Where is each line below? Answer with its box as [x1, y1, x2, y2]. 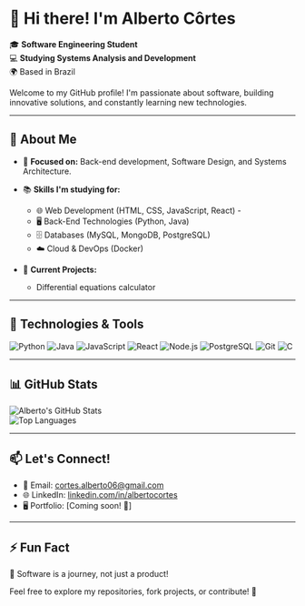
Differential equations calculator [35, 281, 156, 292]
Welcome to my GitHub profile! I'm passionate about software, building [9, 86, 274, 98]
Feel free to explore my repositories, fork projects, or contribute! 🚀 [9, 586, 257, 597]
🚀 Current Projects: [22, 264, 97, 275]
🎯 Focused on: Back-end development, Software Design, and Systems [22, 156, 288, 167]
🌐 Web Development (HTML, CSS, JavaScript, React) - [35, 205, 242, 216]
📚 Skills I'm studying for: [22, 184, 121, 195]
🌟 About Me [9, 132, 77, 147]
